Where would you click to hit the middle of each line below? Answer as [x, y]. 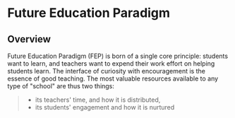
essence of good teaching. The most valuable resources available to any [113, 78]
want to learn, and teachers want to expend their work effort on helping [111, 64]
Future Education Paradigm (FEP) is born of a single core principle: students [117, 56]
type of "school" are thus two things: [61, 86]
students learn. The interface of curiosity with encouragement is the [107, 71]
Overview [29, 39]
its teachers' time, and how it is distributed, [98, 100]
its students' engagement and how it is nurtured [105, 107]
